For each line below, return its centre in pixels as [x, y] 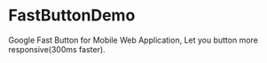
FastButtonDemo [72, 16]
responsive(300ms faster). [57, 49]
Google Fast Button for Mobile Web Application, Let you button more [133, 40]
